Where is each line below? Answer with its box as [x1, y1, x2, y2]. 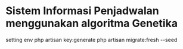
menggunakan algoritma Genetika [5, 17, 178, 30]
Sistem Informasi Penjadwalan [5, 4, 159, 18]
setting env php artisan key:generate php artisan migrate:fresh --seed [5, 36, 178, 43]
